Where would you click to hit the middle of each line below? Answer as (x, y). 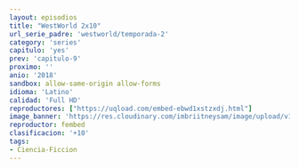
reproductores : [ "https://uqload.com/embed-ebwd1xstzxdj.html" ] (131, 108)
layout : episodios (43, 17)
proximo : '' (31, 68)
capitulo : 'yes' (39, 51)
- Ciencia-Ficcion (43, 149)
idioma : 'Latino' (41, 92)
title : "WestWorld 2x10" (55, 26)
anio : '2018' (33, 76)
